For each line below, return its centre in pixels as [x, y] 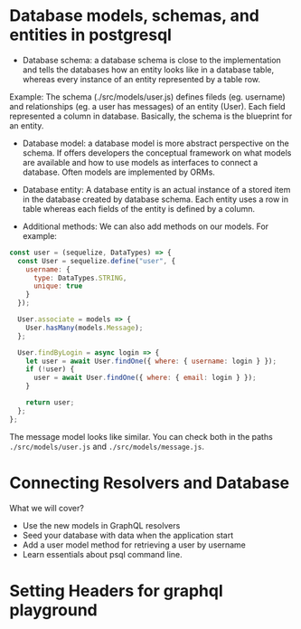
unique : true [58, 286]
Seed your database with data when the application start [128, 535]
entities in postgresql [90, 35]
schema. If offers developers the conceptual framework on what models [157, 152]
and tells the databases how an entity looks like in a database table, [148, 70]
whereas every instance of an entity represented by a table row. [141, 79]
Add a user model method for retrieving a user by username [134, 545]
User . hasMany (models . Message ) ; [85, 328]
